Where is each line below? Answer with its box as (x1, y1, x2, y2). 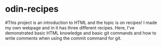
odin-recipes (5, 3, 59, 15)
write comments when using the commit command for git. (5, 35, 122, 41)
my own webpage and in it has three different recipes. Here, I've (5, 24, 135, 30)
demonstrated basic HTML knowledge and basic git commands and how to (5, 30, 157, 36)
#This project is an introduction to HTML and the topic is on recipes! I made (5, 20, 158, 25)
